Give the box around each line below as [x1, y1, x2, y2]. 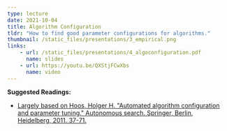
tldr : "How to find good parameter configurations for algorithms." [7, 29, 211, 37]
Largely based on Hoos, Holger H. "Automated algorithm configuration [17, 101, 220, 109]
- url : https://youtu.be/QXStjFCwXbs [20, 62, 130, 69]
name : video [25, 68, 61, 75]
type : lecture [7, 10, 49, 17]
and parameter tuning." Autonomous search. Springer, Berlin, [17, 109, 193, 117]
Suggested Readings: [7, 88, 71, 96]
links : [7, 43, 27, 49]
